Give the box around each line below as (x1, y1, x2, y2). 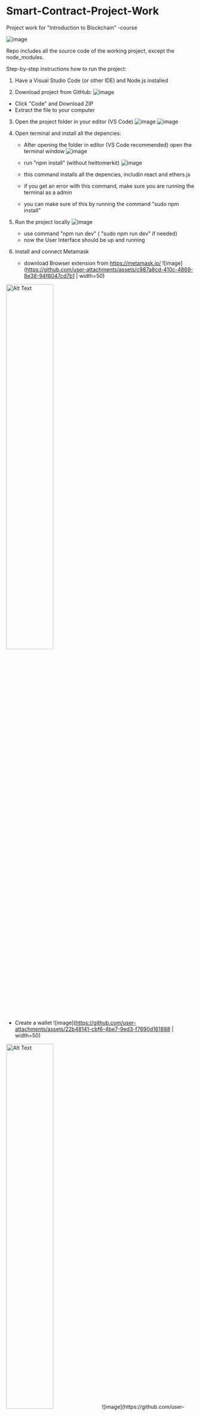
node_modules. (6, 53, 44, 60)
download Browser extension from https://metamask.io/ (23, 259, 161, 267)
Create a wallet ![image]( (14, 1019, 76, 1026)
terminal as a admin (23, 189, 73, 196)
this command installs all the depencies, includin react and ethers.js (23, 171, 191, 178)
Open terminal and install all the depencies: (14, 129, 121, 137)
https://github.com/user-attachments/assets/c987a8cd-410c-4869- (26, 265, 193, 273)
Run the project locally (14, 218, 70, 225)
